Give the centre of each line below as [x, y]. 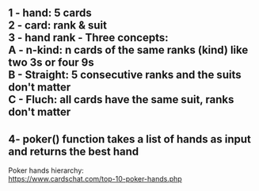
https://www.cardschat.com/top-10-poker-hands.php [95, 179]
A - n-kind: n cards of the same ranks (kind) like [128, 50]
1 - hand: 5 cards [50, 13]
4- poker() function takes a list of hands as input [129, 139]
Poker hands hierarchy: [46, 170]
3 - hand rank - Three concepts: [88, 38]
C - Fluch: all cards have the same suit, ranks [121, 99]
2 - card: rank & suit [57, 26]
